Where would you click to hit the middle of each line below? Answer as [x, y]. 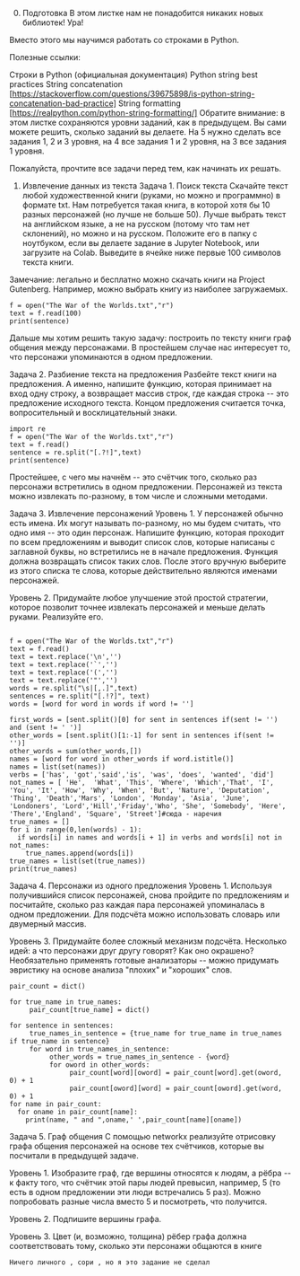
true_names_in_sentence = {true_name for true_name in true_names [155, 1034]
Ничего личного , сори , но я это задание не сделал [110, 1263]
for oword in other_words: [99, 1065]
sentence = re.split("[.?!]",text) [76, 453]
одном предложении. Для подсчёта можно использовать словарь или [145, 914]
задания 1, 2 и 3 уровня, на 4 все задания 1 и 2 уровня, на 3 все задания [148, 141]
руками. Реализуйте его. [56, 617]
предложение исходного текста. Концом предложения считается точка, [148, 403]
